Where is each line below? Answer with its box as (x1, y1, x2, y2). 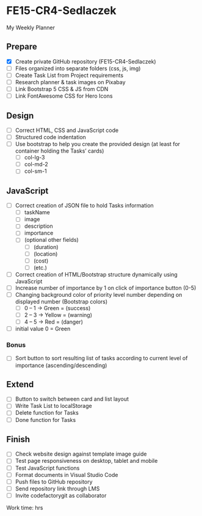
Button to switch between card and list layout (15, 395, 129, 403)
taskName (24, 209, 50, 216)
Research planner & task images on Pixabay (15, 78, 126, 85)
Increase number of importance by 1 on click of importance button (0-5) (15, 284, 197, 291)
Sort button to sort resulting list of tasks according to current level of (15, 355, 188, 362)
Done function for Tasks (15, 416, 76, 423)
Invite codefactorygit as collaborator (15, 492, 107, 499)
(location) (33, 250, 58, 257)
